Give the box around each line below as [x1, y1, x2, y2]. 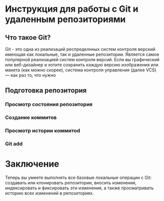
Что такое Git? [5, 33, 51, 42]
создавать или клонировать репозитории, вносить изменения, [5, 180, 137, 186]
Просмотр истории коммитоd [5, 127, 80, 134]
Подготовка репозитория [5, 87, 87, 95]
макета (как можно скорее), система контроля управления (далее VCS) [5, 67, 157, 73]
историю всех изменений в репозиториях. [5, 190, 94, 196]
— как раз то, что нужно [5, 72, 56, 78]
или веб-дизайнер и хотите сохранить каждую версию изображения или [5, 62, 159, 67]
